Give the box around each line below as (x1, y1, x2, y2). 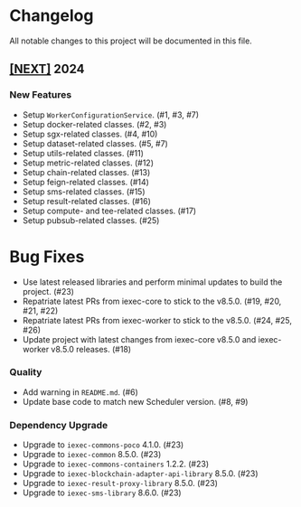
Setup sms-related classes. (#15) (22, 186, 146, 197)
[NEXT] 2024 (9, 61, 85, 77)
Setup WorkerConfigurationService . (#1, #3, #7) (22, 109, 200, 120)
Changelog (9, 5, 94, 26)
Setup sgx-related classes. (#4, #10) (22, 128, 158, 139)
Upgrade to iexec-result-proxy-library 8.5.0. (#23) (22, 478, 219, 489)
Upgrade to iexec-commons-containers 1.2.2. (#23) (22, 458, 210, 470)
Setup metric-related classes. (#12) (22, 157, 154, 168)
